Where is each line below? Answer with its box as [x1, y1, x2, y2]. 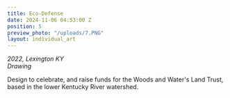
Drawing [7, 62, 32, 70]
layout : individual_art [7, 36, 76, 43]
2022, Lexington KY [7, 55, 64, 63]
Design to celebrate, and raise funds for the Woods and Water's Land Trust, [7, 75, 224, 84]
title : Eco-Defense [7, 10, 64, 17]
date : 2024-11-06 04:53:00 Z [7, 17, 92, 23]
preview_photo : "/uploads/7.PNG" [7, 29, 104, 37]
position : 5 [7, 23, 42, 30]
